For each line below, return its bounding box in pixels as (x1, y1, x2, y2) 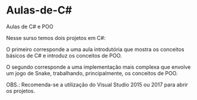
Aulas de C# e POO (6, 23, 53, 30)
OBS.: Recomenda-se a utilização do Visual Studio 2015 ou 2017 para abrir (6, 81, 188, 88)
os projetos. (6, 87, 36, 94)
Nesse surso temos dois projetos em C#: (6, 34, 106, 41)
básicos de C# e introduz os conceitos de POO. (6, 52, 122, 59)
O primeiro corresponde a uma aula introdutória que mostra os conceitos (6, 45, 185, 53)
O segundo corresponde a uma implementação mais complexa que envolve (6, 63, 191, 71)
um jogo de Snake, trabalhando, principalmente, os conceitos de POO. (6, 69, 178, 76)
